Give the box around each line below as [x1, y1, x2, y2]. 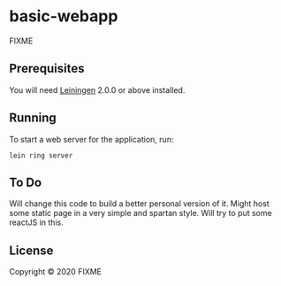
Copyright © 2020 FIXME [9, 267, 103, 277]
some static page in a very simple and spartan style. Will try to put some [9, 208, 272, 219]
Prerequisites [9, 61, 85, 76]
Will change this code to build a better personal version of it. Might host [9, 198, 270, 209]
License [9, 243, 54, 258]
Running [9, 111, 57, 126]
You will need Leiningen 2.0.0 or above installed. [9, 84, 186, 95]
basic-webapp [9, 6, 118, 27]
